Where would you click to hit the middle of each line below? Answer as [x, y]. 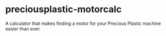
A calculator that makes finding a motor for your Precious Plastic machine [83, 23]
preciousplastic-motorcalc [63, 9]
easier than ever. [23, 28]
